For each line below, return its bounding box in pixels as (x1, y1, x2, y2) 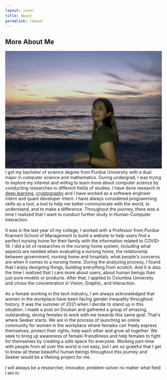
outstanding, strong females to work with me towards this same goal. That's (5, 312, 161, 318)
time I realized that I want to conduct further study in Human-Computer (5, 211, 151, 217)
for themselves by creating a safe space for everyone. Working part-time (5, 338, 155, 344)
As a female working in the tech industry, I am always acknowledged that (5, 291, 155, 297)
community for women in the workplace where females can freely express (5, 322, 158, 328)
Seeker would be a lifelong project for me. (5, 354, 91, 360)
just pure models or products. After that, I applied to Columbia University (5, 275, 154, 281)
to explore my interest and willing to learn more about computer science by (5, 180, 159, 186)
